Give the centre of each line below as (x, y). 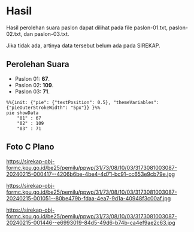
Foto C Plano (30, 147)
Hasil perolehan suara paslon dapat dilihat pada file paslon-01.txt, (87, 28)
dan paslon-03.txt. (46, 33)
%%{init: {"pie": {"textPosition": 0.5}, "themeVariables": (83, 102)
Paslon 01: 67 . (32, 78)
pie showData (22, 113)
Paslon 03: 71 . (32, 91)
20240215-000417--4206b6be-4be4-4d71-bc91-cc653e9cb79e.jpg (91, 174)
